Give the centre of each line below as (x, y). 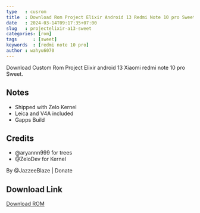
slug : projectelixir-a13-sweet (49, 28)
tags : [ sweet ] (32, 39)
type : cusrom (26, 12)
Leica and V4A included (44, 113)
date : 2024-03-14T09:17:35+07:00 (51, 23)
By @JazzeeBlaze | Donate (39, 171)
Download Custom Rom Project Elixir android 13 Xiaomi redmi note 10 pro (96, 67)
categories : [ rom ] (29, 34)
